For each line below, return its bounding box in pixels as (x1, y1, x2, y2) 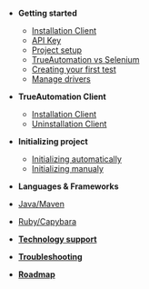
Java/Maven (17, 199, 65, 209)
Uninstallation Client (31, 118, 107, 129)
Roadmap (17, 269, 56, 280)
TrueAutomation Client (17, 91, 106, 102)
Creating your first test (31, 64, 116, 75)
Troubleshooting (17, 252, 84, 262)
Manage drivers (31, 74, 91, 85)
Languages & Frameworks (17, 181, 119, 192)
